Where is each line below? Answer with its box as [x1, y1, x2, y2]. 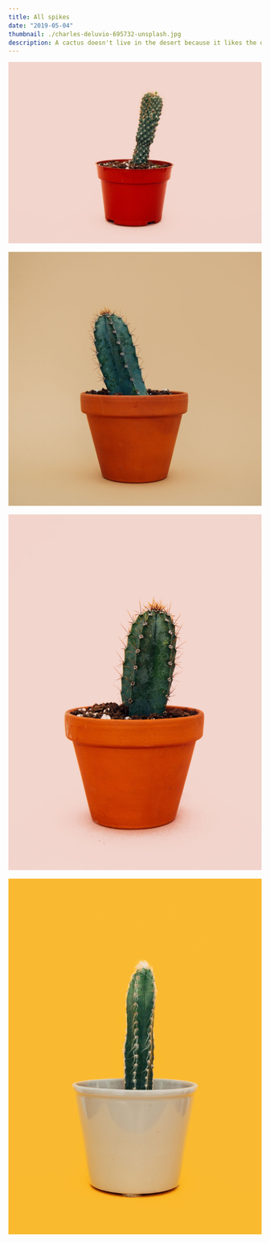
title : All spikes [8, 13, 70, 21]
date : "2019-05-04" [8, 21, 74, 30]
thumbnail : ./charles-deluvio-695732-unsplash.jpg [8, 30, 182, 38]
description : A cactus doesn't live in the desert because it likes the [8, 39, 257, 47]
